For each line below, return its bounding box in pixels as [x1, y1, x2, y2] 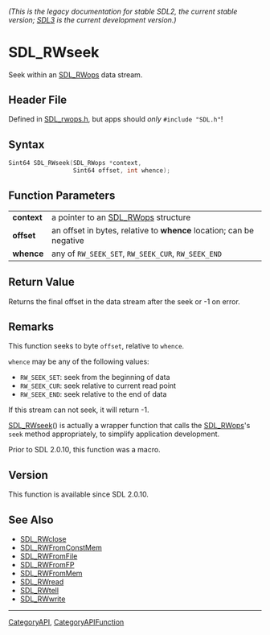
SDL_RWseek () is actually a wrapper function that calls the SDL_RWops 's [8, 421, 251, 431]
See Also [8, 513, 54, 526]
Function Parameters [8, 189, 116, 203]
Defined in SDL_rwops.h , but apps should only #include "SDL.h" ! [8, 114, 223, 124]
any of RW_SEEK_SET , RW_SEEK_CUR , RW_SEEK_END [51, 248, 223, 259]
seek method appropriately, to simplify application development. [8, 429, 220, 439]
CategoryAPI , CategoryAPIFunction [8, 616, 125, 627]
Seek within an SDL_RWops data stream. [8, 69, 143, 80]
